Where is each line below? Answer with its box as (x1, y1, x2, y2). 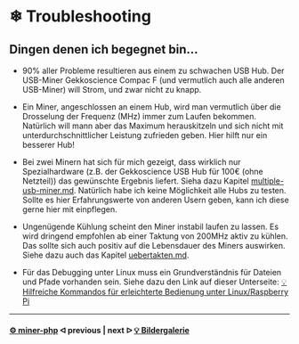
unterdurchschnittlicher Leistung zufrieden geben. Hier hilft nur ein (21, 130, 268, 140)
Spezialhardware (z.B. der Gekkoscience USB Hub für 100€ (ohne (21, 167, 264, 176)
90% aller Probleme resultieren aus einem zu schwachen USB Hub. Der (21, 65, 285, 76)
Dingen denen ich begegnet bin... (9, 42, 198, 57)
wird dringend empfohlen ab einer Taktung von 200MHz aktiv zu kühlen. (21, 231, 288, 242)
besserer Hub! (21, 140, 76, 150)
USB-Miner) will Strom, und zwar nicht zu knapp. (21, 85, 202, 94)
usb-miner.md (21, 185, 74, 195)
